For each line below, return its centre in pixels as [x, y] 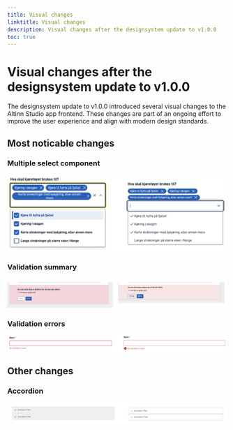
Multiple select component [54, 163]
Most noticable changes [61, 143]
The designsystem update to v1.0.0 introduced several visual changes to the [117, 106]
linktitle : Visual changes [46, 22]
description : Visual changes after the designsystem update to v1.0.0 [112, 29]
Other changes [40, 371]
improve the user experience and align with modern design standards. [108, 121]
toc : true [22, 37]
